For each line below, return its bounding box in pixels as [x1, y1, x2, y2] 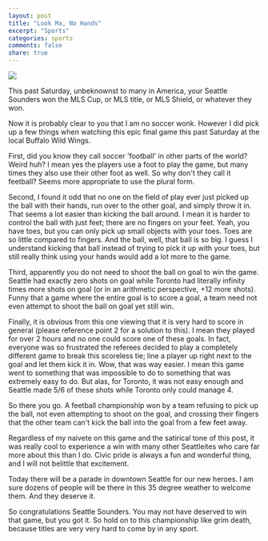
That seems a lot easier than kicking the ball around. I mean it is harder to [8, 209, 250, 219]
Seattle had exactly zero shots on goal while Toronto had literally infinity [8, 276, 246, 285]
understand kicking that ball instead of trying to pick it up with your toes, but [8, 244, 260, 252]
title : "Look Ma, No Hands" [8, 19, 102, 27]
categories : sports [8, 34, 74, 42]
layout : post [8, 11, 52, 20]
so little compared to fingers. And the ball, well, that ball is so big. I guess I [8, 235, 254, 244]
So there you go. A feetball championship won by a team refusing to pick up [8, 401, 258, 410]
